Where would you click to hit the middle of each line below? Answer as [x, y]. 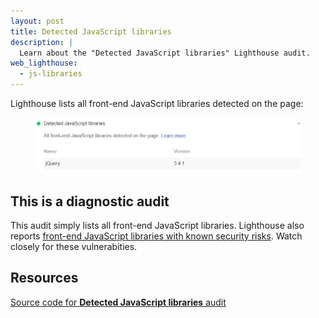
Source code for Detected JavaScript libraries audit [118, 302]
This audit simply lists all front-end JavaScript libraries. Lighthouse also [157, 225]
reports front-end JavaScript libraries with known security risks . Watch [156, 236]
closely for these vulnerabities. [74, 246]
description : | [42, 42]
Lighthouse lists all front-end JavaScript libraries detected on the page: [157, 103]
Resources [44, 278]
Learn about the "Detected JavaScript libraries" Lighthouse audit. [165, 53]
